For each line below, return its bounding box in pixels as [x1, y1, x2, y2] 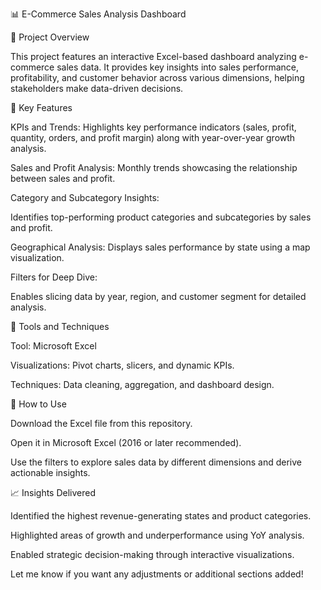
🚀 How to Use [10, 398, 67, 410]
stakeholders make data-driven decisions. [10, 83, 184, 94]
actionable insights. [10, 467, 91, 478]
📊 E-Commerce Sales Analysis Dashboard [10, 8, 187, 20]
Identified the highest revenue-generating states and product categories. [10, 510, 312, 522]
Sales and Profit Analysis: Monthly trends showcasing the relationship [10, 162, 298, 173]
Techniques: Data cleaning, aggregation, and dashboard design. [10, 379, 275, 390]
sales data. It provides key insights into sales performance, [56, 61, 299, 73]
